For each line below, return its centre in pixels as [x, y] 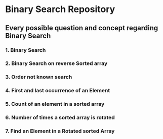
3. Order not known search [39, 77]
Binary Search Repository [60, 9]
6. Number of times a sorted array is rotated [60, 118]
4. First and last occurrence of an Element [58, 91]
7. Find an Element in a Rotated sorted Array [60, 131]
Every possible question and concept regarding [82, 28]
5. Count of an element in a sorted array [55, 104]
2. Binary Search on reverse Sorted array [56, 63]
